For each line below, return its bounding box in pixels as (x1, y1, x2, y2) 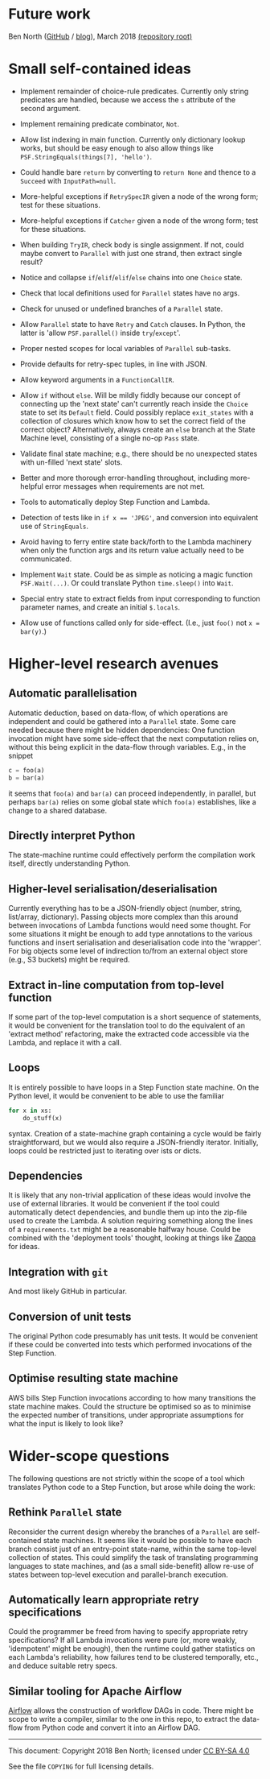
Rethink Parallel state (8, 1505, 122, 1519)
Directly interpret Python (8, 829, 136, 842)
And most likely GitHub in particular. (8, 1286, 127, 1297)
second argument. (19, 103, 81, 113)
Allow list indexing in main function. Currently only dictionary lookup (19, 134, 246, 144)
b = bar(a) (8, 774, 45, 782)
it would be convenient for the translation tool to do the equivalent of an (8, 1020, 245, 1031)
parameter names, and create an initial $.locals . (19, 602, 181, 612)
